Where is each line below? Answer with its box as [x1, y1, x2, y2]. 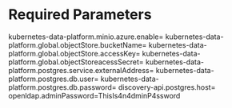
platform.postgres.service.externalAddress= [8, 65, 154, 75]
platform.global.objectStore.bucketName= [8, 40, 147, 49]
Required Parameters [8, 6, 152, 24]
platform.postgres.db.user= [8, 74, 99, 83]
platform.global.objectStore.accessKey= [8, 48, 141, 58]
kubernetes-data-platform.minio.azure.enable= [8, 32, 164, 41]
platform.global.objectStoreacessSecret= [8, 57, 144, 67]
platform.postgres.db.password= [8, 82, 118, 92]
